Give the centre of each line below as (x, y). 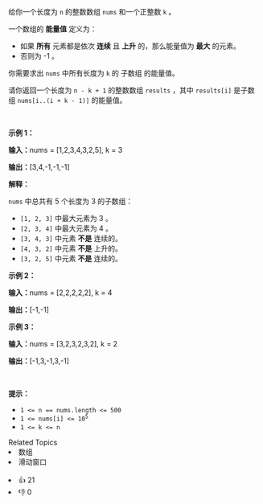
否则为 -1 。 (39, 56)
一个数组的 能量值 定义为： (53, 29)
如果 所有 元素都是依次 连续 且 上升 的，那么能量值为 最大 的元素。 (130, 46)
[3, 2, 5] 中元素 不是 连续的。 (71, 258)
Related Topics (33, 442)
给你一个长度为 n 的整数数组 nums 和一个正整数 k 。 (92, 12)
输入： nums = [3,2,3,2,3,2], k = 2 (63, 344)
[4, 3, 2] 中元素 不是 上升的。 (71, 248)
